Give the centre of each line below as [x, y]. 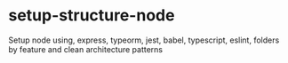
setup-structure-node [92, 16]
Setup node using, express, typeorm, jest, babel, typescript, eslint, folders [144, 40]
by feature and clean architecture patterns [86, 49]
